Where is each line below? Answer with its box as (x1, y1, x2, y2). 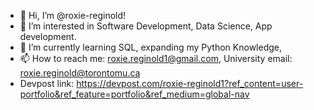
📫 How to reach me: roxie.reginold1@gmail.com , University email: (19, 53, 293, 64)
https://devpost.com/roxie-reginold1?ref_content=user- (76, 78, 304, 89)
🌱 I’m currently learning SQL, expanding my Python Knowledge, (19, 41, 283, 53)
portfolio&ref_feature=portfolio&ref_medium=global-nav (19, 88, 250, 100)
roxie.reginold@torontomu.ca (19, 67, 141, 79)
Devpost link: (19, 78, 75, 89)
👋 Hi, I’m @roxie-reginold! (19, 10, 127, 21)
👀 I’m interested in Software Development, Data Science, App (19, 20, 273, 32)
